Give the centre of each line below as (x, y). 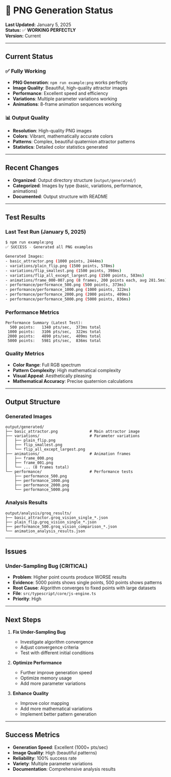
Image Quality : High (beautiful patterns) (55, 752)
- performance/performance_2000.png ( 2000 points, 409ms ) (68, 294)
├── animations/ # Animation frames (68, 454)
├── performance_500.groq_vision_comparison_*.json (61, 527)
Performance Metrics (32, 312)
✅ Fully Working (26, 71)
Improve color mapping (45, 703)
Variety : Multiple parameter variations (53, 763)
